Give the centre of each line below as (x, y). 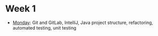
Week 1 (21, 9)
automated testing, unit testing (45, 27)
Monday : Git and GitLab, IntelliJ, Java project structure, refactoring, (83, 22)
